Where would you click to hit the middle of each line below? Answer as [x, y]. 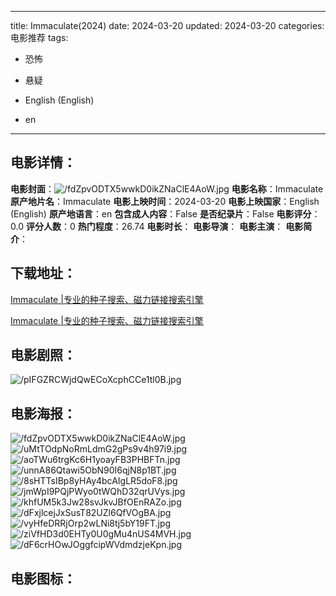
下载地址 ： [43, 273]
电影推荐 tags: [39, 37]
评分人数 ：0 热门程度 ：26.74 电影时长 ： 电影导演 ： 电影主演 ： [154, 226]
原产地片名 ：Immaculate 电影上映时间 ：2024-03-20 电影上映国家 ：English [165, 201]
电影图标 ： [43, 578]
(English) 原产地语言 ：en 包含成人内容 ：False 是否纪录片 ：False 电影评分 [161, 213]
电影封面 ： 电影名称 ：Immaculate [167, 188]
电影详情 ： [43, 162]
